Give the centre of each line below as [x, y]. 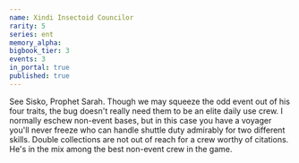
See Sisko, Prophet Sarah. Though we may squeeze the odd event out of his [150, 101]
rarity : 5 [28, 26]
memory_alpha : [36, 43]
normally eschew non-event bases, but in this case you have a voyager [141, 120]
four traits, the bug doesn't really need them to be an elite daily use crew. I [146, 111]
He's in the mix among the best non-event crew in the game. [121, 149]
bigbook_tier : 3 [39, 51]
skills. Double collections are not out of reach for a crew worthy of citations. [149, 139]
